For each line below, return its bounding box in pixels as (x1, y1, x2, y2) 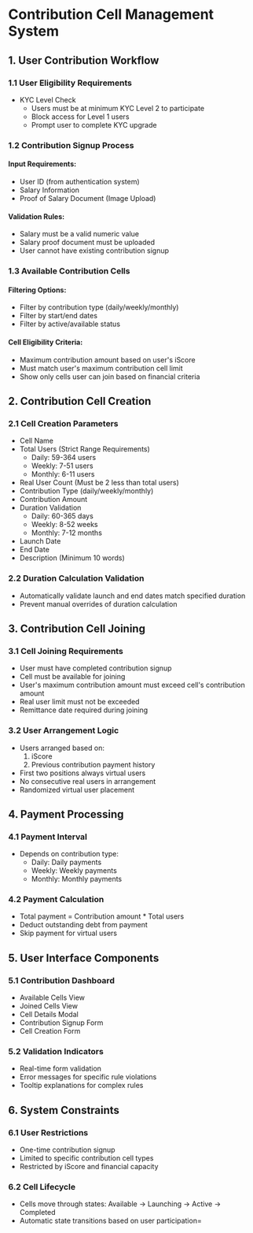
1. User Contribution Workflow (8, 54, 159, 67)
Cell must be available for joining (19, 672, 126, 681)
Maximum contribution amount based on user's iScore (19, 355, 196, 364)
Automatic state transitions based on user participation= (19, 1216, 202, 1226)
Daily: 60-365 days (31, 511, 94, 521)
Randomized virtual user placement (19, 785, 135, 794)
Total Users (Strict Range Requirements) (19, 444, 151, 454)
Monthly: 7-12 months (31, 528, 102, 537)
